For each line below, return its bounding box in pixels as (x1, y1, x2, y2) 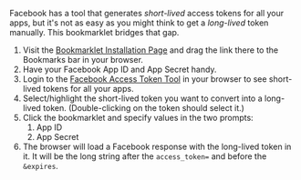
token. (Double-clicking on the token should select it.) (42, 103, 244, 113)
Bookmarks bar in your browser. (22, 55, 144, 65)
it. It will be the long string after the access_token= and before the (22, 151, 267, 162)
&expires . (22, 161, 59, 171)
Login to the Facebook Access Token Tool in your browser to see (22, 74, 267, 85)
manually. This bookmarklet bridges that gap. (9, 27, 180, 37)
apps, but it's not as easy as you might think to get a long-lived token (9, 17, 269, 28)
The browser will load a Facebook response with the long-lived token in (22, 141, 292, 152)
